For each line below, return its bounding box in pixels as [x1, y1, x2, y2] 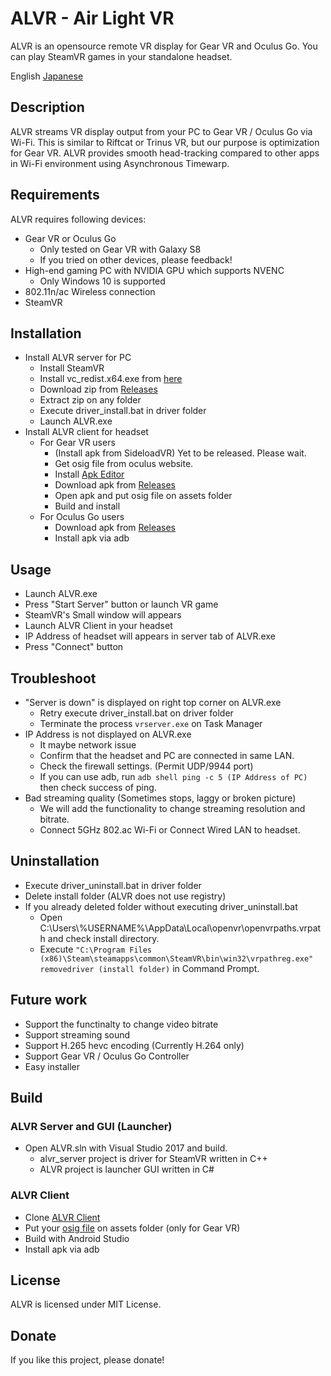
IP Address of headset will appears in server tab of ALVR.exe [24, 630, 276, 642]
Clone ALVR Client [24, 1211, 101, 1223]
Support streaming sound [24, 1028, 131, 1041]
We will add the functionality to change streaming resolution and [39, 803, 306, 814]
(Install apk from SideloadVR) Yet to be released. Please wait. [54, 447, 307, 459]
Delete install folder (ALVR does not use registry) [24, 890, 227, 902]
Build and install [54, 500, 121, 512]
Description [10, 99, 85, 116]
